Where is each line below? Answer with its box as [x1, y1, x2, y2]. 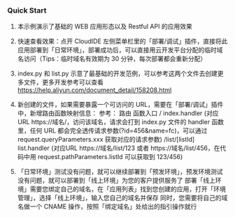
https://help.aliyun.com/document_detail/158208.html [17, 86, 172, 94]
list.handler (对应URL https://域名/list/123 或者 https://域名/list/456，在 [17, 144, 220, 152]
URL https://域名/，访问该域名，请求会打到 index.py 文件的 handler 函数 [17, 118, 225, 126]
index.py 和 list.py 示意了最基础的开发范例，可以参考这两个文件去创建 [17, 69, 218, 78]
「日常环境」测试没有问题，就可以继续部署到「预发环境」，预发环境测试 [17, 167, 223, 176]
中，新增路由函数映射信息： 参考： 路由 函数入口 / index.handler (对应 [17, 109, 219, 117]
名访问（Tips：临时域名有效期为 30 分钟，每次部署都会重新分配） [17, 54, 207, 63]
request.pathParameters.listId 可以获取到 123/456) [37, 153, 183, 161]
